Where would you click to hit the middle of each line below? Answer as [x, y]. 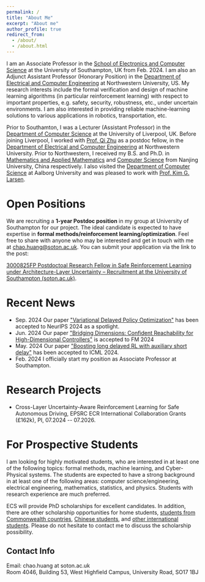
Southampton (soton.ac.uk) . [42, 278]
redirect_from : [26, 35]
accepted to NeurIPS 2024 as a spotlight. [67, 326]
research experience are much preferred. [58, 494]
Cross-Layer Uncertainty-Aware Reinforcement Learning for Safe [97, 407]
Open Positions [46, 204]
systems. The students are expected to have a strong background [112, 474]
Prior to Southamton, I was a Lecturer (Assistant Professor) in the [88, 127]
